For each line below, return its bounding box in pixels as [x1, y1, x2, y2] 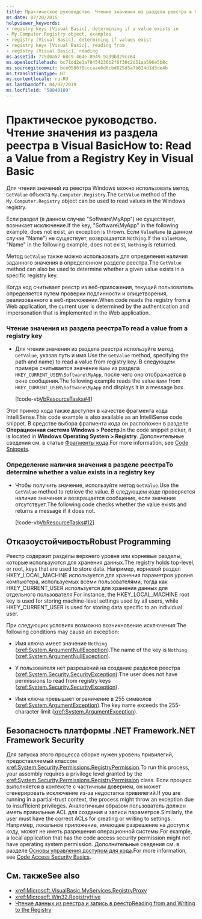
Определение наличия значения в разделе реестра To [6, 460, 174, 469]
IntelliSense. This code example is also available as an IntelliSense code [6, 413, 182, 421]
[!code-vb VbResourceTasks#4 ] [14, 395, 93, 403]
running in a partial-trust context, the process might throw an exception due [6, 796, 194, 803]
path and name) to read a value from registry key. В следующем [14, 358, 176, 365]
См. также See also [6, 871, 80, 881]
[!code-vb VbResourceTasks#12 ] [14, 519, 95, 526]
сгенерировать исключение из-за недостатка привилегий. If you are [6, 789, 181, 797]
